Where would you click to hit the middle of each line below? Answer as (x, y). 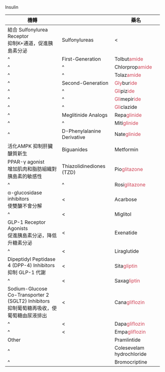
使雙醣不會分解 (25, 206)
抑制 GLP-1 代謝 (27, 272)
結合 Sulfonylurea (28, 30)
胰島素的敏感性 (25, 176)
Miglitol (123, 214)
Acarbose (126, 199)
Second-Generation (85, 83)
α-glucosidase (25, 193)
